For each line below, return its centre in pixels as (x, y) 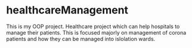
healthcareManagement (67, 10)
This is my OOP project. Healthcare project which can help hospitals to (93, 26)
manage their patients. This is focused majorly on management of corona (96, 32)
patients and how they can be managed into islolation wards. (81, 39)
